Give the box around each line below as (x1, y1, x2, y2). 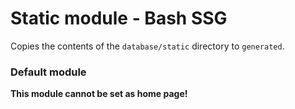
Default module (10, 65, 87, 79)
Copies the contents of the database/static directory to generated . (10, 40, 285, 52)
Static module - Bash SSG (10, 7, 228, 30)
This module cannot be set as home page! (10, 88, 188, 100)
